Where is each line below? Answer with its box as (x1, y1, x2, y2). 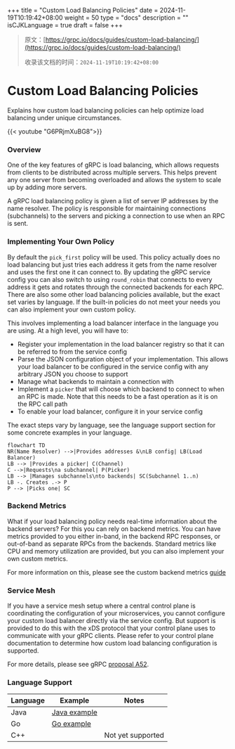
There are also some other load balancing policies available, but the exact (7, 290, 220, 298)
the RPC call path (17, 399, 68, 408)
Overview (7, 144, 41, 154)
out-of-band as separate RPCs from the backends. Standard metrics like (7, 539, 217, 548)
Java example (51, 708, 98, 717)
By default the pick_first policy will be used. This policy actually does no (7, 252, 220, 261)
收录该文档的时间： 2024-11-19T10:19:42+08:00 (24, 58, 159, 66)
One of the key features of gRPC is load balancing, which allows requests (7, 161, 220, 169)
